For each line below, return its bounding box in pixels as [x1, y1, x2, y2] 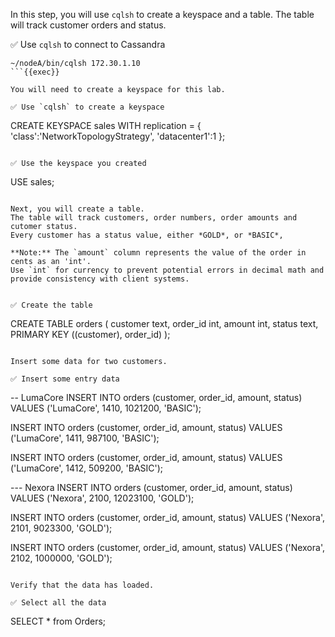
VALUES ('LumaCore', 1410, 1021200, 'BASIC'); [10, 402, 202, 414]
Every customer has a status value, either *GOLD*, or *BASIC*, [10, 230, 284, 240]
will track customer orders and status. [10, 19, 167, 31]
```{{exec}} [10, 67, 60, 77]
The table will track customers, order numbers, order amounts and [10, 213, 298, 223]
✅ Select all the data [10, 598, 107, 608]
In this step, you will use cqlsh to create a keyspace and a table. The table [10, 9, 315, 20]
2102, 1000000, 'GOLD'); [10, 552, 113, 564]
